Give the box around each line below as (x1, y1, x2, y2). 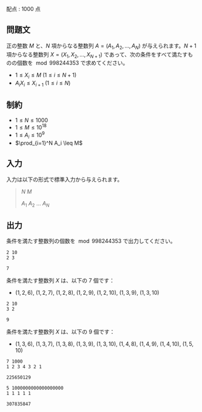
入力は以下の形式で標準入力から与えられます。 (6, 176, 123, 183)
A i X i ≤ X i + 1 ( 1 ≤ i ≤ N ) (15, 80, 71, 88)
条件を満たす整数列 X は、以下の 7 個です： (6, 277, 115, 284)
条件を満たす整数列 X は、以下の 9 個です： (6, 328, 115, 335)
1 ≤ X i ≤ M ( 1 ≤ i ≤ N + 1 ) (15, 72, 77, 80)
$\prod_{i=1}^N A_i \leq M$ (15, 139, 83, 146)
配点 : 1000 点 (6, 5, 41, 12)
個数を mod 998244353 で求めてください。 (16, 60, 129, 67)
